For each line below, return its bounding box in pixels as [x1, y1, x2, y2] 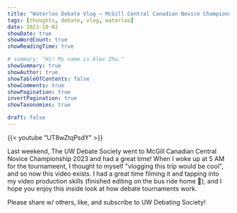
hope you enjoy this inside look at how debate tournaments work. [7, 184, 197, 193]
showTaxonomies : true [7, 101, 71, 109]
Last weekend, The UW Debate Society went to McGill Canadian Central [7, 147, 217, 155]
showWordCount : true [7, 37, 68, 44]
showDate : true [7, 30, 52, 37]
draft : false [7, 114, 46, 122]
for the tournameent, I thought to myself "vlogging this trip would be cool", [7, 162, 224, 170]
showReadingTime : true [7, 43, 74, 50]
